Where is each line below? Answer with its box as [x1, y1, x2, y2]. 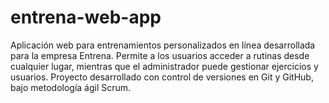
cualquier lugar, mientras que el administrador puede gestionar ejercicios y [10, 60, 319, 72]
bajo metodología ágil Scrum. [10, 81, 132, 93]
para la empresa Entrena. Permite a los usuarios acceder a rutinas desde [10, 49, 310, 61]
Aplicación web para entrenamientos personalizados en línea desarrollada [10, 39, 316, 51]
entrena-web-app [10, 6, 162, 29]
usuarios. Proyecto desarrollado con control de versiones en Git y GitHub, [10, 71, 314, 83]
